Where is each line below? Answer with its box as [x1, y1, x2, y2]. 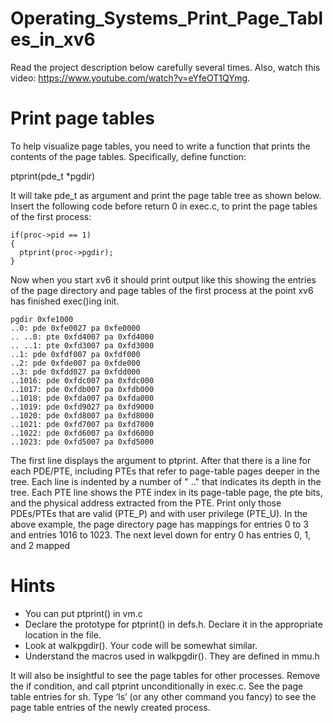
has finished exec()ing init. [10, 295, 120, 307]
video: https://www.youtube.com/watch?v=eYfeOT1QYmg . [10, 72, 251, 84]
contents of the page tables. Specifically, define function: [10, 150, 247, 162]
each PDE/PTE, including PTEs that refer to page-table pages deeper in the [10, 465, 320, 477]
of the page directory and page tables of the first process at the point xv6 [10, 284, 314, 296]
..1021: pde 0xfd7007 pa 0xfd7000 [10, 419, 155, 429]
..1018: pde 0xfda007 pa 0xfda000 [10, 393, 155, 403]
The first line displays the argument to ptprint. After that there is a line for [10, 454, 312, 466]
